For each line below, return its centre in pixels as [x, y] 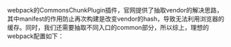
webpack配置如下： [36, 36]
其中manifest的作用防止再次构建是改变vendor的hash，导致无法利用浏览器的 [116, 19]
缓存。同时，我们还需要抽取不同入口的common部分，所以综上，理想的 [108, 27]
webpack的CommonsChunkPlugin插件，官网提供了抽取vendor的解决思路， [115, 10]
